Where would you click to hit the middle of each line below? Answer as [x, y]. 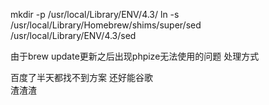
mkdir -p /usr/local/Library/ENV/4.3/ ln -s [95, 14]
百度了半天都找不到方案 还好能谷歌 [81, 77]
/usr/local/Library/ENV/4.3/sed [73, 35]
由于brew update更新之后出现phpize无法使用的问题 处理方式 [135, 56]
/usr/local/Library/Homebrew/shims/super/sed [106, 25]
